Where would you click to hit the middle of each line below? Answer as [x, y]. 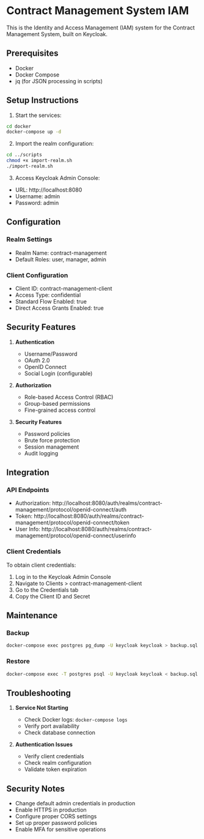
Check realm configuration [58, 763]
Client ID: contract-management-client [64, 288]
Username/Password [51, 354]
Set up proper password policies [56, 823]
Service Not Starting [42, 708]
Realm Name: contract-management [61, 253]
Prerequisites [32, 54]
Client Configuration [37, 275]
